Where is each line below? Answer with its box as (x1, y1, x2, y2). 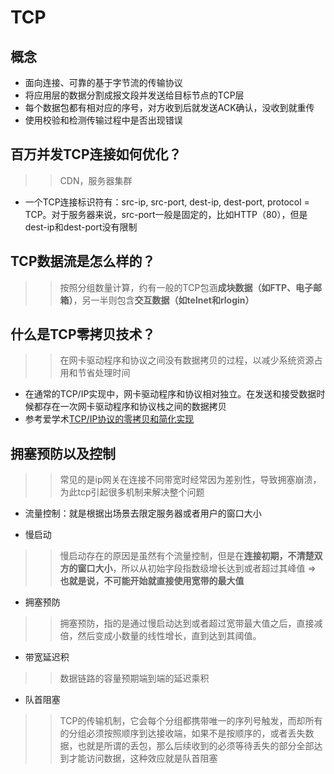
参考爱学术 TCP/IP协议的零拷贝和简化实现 (24, 413, 195, 425)
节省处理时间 (77, 367, 131, 379)
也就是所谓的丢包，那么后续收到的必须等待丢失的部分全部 (77, 740, 315, 752)
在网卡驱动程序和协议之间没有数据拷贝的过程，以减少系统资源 (59, 354, 315, 366)
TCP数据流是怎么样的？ (10, 253, 156, 270)
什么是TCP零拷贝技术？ (10, 326, 156, 343)
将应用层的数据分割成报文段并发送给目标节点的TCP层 (24, 89, 245, 101)
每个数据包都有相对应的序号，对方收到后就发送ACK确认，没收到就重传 (24, 102, 315, 113)
